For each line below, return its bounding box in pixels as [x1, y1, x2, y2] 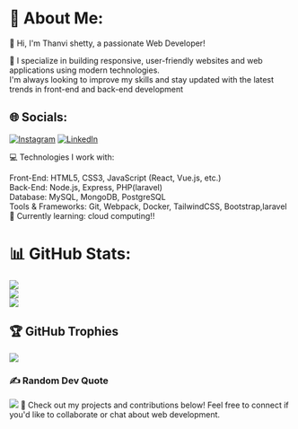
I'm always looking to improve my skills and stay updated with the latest [9, 74, 275, 84]
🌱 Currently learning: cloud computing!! [9, 210, 155, 221]
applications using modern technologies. [9, 65, 160, 75]
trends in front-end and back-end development [9, 83, 184, 94]
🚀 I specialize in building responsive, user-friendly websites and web [9, 55, 263, 66]
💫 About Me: [9, 8, 104, 29]
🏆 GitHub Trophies [9, 324, 119, 339]
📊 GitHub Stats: [9, 243, 132, 264]
